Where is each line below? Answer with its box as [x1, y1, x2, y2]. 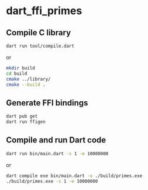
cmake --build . [6, 81, 46, 88]
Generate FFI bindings [6, 98, 88, 108]
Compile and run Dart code [6, 135, 106, 145]
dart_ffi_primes [6, 4, 82, 18]
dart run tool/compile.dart [6, 43, 75, 49]
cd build [6, 71, 27, 76]
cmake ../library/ [6, 76, 51, 82]
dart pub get [6, 114, 38, 119]
